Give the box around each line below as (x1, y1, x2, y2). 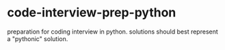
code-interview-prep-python (7, 5, 176, 21)
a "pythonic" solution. (7, 34, 68, 42)
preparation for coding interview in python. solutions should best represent (7, 27, 219, 36)
